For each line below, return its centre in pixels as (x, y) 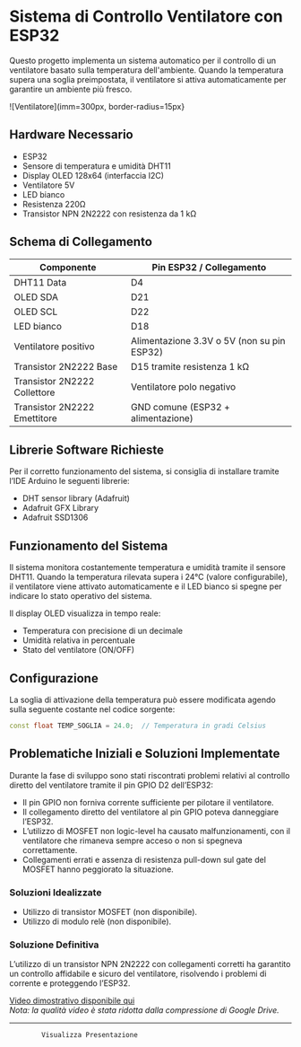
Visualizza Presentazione (90, 1035)
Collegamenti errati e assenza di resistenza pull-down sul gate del (144, 859)
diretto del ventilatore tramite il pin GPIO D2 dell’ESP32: (111, 785)
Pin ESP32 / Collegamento (209, 267)
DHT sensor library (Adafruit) (76, 498)
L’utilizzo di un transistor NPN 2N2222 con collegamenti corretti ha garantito (150, 964)
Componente (68, 267)
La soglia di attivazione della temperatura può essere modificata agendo (142, 699)
